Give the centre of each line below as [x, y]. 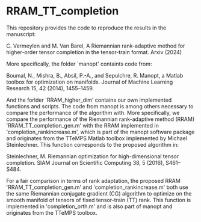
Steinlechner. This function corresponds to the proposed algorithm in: [93, 144]
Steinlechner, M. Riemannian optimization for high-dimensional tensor [93, 156]
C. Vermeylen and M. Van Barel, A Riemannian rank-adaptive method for [96, 46]
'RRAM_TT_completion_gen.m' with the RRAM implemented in [83, 125]
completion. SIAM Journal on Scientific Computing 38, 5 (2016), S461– [93, 162]
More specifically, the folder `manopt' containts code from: [79, 64]
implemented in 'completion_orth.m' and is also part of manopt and [89, 206]
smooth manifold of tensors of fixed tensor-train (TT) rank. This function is [99, 200]
